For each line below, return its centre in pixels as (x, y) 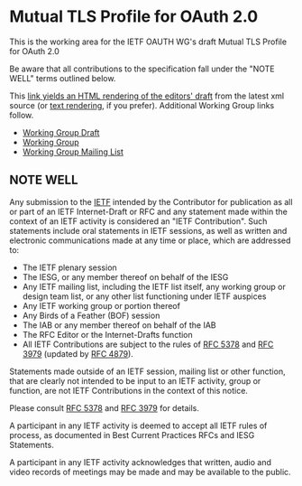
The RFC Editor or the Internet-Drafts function (108, 334)
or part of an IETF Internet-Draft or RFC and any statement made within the (149, 211)
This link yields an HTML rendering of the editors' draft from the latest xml (147, 96)
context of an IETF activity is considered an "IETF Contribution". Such (138, 221)
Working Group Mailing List (73, 152)
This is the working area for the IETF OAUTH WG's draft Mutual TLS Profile (148, 42)
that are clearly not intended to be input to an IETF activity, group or (135, 380)
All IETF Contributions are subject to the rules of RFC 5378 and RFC (148, 344)
